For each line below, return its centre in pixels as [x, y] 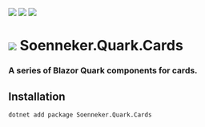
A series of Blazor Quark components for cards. [103, 70]
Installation [37, 96]
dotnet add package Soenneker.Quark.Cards [80, 115]
